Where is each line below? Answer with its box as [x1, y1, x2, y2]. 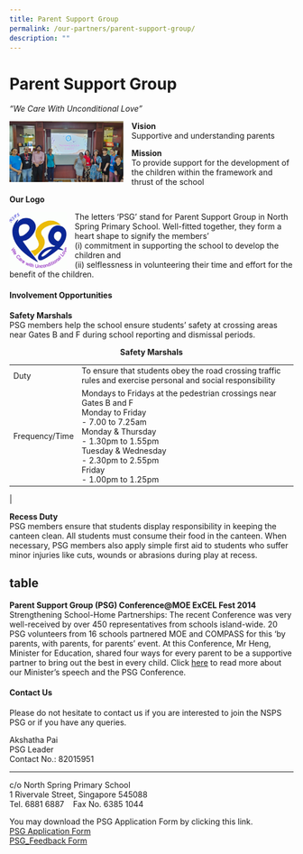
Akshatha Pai [9, 735, 59, 746]
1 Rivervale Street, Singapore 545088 [9, 789, 148, 800]
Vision [131, 121, 156, 132]
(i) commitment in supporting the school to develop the [74, 240, 280, 252]
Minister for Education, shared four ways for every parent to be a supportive [9, 647, 292, 658]
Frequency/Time [13, 431, 75, 442]
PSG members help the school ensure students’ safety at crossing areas [9, 319, 278, 330]
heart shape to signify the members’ [74, 231, 209, 242]
